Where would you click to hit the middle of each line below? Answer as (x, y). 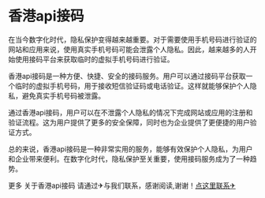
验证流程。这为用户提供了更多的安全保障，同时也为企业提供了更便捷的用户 (129, 122)
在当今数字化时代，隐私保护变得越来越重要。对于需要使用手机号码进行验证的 (132, 39)
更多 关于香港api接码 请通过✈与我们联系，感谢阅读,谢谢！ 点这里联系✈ (122, 185)
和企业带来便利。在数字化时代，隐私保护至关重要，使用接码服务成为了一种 (129, 159)
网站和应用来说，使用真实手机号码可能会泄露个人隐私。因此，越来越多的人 (129, 49)
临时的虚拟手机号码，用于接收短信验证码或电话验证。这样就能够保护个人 (132, 86)
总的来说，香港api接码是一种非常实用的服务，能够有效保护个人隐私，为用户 (131, 149)
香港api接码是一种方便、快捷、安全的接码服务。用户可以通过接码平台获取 (127, 76)
